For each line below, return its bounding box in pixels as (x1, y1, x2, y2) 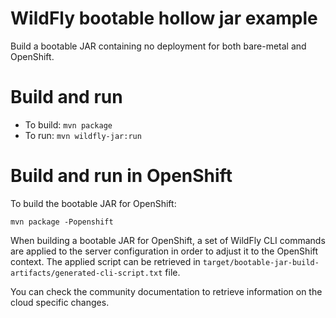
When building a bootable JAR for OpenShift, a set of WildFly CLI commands (10, 234, 326, 246)
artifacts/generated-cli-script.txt (10, 268, 163, 278)
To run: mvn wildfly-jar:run (24, 129, 142, 141)
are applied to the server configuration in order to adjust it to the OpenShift (10, 245, 319, 257)
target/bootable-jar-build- (202, 257, 320, 267)
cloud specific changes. (10, 296, 110, 308)
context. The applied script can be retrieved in (10, 255, 201, 267)
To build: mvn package (24, 118, 113, 131)
